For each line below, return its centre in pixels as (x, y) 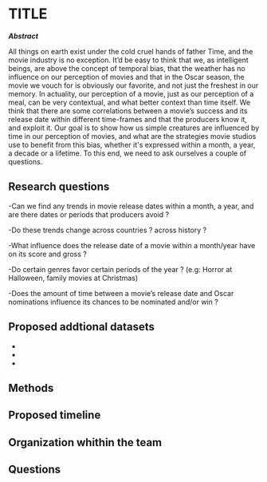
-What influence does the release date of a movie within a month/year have (132, 245)
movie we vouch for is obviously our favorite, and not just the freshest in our (133, 85)
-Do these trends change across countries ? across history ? (108, 230)
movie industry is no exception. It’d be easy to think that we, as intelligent (128, 60)
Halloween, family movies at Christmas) (73, 278)
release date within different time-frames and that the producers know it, (128, 119)
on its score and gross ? (48, 254)
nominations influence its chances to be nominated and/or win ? (114, 302)
